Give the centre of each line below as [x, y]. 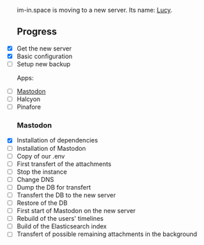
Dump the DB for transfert [54, 187]
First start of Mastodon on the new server [76, 211]
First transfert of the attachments [64, 164]
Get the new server [44, 48]
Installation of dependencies [57, 140]
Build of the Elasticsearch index [61, 226]
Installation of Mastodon [51, 148]
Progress [37, 31]
